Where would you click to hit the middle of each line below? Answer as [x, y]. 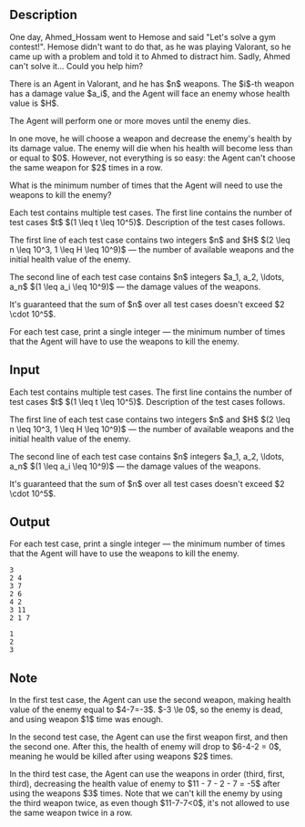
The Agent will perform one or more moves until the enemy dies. [130, 120]
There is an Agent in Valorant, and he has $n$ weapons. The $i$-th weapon [152, 83]
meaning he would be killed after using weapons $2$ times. [122, 757]
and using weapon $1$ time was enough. [86, 719]
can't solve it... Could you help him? [76, 66]
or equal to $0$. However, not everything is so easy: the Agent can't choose [152, 158]
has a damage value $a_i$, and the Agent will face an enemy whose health [150, 93]
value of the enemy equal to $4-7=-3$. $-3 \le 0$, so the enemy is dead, [146, 709]
